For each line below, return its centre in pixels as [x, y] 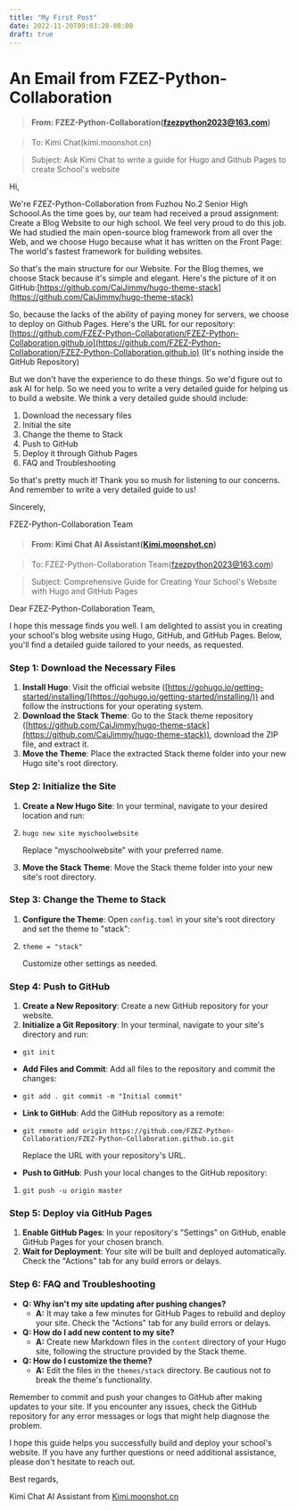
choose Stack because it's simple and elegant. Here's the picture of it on [143, 278]
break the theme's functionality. [94, 1380]
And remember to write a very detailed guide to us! [103, 489]
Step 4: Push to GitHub [60, 986]
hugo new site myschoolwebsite [80, 833]
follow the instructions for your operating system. [112, 706]
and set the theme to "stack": [76, 929]
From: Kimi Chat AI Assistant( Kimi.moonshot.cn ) [124, 545]
